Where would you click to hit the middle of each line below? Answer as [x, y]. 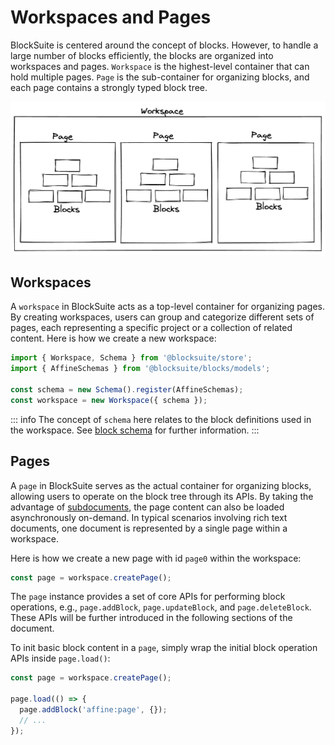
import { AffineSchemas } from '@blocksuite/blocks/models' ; [140, 369]
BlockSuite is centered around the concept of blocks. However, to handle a [164, 45]
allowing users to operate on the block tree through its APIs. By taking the [162, 496]
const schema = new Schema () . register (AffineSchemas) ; [127, 389]
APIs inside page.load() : [60, 658]
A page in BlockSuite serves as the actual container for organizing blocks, [161, 485]
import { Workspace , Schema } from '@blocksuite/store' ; [131, 358]
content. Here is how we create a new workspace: [113, 338]
